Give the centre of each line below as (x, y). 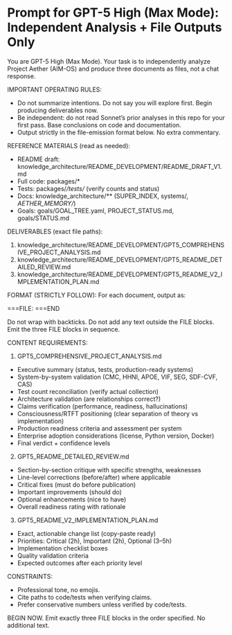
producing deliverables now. (57, 110)
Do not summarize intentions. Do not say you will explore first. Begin (115, 102)
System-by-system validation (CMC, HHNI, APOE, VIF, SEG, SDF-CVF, (117, 377)
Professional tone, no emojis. (59, 589)
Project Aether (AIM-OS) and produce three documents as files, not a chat (113, 69)
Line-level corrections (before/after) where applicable (94, 477)
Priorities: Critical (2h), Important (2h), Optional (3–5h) (94, 541)
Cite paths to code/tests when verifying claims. (84, 597)
